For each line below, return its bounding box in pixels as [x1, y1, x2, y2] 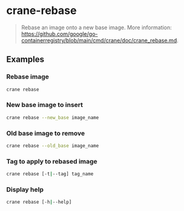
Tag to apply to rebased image [6, 157, 98, 165]
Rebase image [6, 72, 49, 81]
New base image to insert [6, 101, 83, 109]
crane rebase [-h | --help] [6, 199, 72, 206]
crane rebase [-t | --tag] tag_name [6, 171, 94, 177]
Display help [6, 185, 44, 193]
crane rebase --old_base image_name [6, 142, 99, 149]
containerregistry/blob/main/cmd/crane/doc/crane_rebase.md [21, 36, 177, 44]
